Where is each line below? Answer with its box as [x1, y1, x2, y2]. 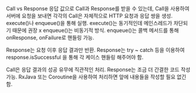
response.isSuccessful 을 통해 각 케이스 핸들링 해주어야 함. [6, 54, 144, 60]
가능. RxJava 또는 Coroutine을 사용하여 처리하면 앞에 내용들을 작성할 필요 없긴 [6, 73, 187, 80]
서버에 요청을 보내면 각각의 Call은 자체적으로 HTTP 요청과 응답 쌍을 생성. [6, 12, 173, 19]
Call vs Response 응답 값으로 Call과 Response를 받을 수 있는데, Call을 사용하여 [6, 5, 190, 12]
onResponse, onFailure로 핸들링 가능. [6, 34, 94, 41]
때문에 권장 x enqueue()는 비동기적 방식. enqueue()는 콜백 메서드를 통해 [12, 27, 179, 34]
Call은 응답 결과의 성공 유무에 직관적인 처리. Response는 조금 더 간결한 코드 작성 [6, 66, 191, 73]
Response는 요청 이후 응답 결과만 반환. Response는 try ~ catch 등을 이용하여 [6, 46, 185, 53]
